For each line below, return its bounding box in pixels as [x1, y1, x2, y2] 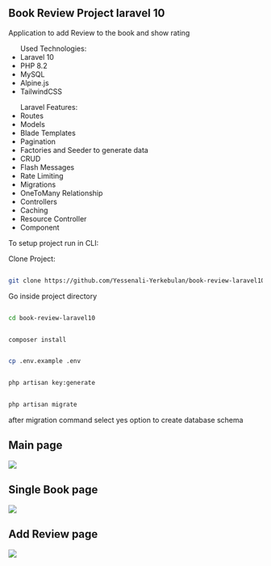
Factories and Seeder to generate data [19, 145, 149, 154]
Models [19, 119, 46, 129]
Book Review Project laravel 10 [8, 6, 165, 20]
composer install [8, 336, 67, 344]
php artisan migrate [8, 400, 78, 409]
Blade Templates [19, 128, 77, 137]
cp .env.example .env [8, 357, 81, 365]
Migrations [19, 180, 56, 189]
